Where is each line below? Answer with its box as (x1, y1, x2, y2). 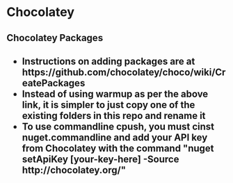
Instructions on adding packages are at (22, 55, 195, 67)
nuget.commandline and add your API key (22, 132, 208, 143)
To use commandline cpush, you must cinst (22, 120, 215, 132)
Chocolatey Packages (6, 32, 104, 44)
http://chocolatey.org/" (22, 164, 127, 176)
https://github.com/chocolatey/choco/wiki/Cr (22, 66, 226, 78)
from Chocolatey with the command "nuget (22, 142, 214, 154)
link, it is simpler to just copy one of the (22, 99, 195, 111)
